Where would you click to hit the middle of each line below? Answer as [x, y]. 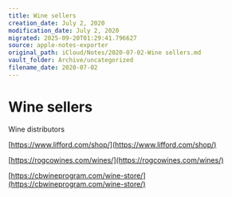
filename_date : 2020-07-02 [53, 68]
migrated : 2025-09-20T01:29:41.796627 [73, 38]
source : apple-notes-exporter [59, 45]
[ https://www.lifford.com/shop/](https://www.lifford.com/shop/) [112, 144]
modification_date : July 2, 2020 [64, 30]
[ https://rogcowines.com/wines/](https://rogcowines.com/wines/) [116, 160]
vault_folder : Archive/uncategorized [71, 61]
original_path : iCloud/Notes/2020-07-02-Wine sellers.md [105, 53]
